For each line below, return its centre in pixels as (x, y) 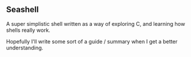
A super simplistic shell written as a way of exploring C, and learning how (96, 24)
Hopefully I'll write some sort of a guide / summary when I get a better (92, 41)
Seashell (23, 10)
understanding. (25, 48)
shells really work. (28, 30)
